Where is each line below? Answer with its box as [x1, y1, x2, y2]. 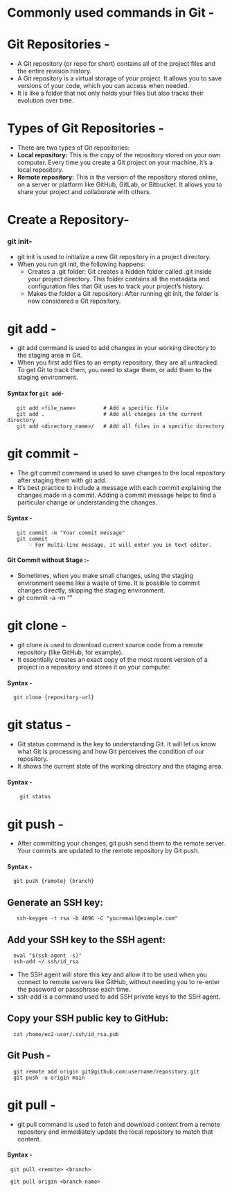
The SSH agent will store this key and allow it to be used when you [17, 970, 208, 979]
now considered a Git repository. [27, 297, 121, 305]
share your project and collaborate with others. [17, 188, 152, 196]
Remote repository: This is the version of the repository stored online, [17, 173, 218, 182]
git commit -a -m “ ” [17, 594, 73, 602]
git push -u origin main [13, 1074, 85, 1081]
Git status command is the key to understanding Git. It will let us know [17, 740, 217, 748]
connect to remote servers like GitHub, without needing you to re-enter [17, 978, 220, 986]
